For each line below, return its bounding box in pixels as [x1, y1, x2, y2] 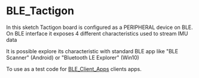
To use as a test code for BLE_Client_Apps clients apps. [6, 65, 142, 72]
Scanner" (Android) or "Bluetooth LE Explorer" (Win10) [6, 54, 140, 61]
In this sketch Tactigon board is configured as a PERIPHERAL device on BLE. [6, 24, 193, 31]
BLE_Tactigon [6, 4, 74, 18]
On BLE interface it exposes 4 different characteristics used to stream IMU [6, 30, 188, 37]
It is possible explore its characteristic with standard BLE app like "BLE [6, 47, 178, 54]
